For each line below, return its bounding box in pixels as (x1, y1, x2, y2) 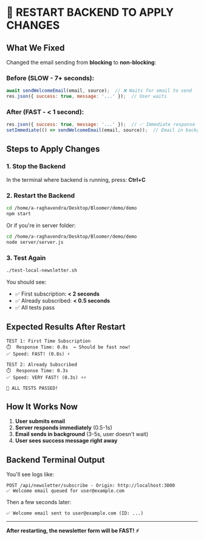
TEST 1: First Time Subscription (6, 337, 91, 344)
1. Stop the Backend (6, 162, 66, 171)
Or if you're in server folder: (6, 221, 76, 229)
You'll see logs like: (6, 471, 55, 478)
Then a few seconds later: (6, 499, 72, 506)
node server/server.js (6, 239, 64, 245)
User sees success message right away (15, 437, 118, 445)
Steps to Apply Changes (6, 144, 100, 154)
